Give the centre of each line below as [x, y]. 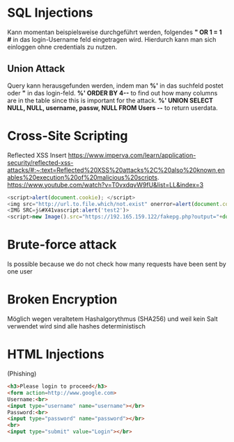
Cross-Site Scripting [68, 135]
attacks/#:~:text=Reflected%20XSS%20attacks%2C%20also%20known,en [116, 170]
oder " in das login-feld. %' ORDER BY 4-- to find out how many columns [112, 93]
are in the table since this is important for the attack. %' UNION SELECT [110, 100]
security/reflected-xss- [40, 162]
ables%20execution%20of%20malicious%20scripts [83, 177]
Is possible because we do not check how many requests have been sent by [117, 264]
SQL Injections [50, 13]
